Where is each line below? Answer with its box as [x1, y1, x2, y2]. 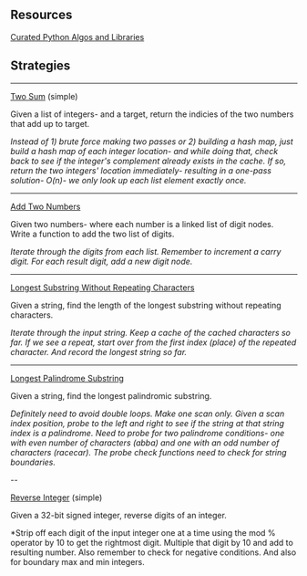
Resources [10, 7, 73, 23]
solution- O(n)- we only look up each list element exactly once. [10, 174, 247, 185]
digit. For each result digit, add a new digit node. [10, 256, 193, 267]
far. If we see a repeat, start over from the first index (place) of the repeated [10, 337, 297, 348]
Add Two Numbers [10, 201, 81, 212]
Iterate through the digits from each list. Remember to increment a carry [10, 246, 281, 257]
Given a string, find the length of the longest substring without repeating [10, 299, 281, 310]
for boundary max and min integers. [10, 556, 145, 567]
